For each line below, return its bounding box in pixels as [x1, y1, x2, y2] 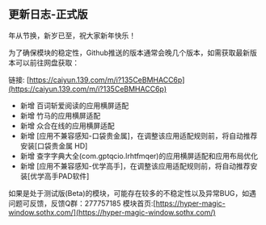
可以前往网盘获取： [15, 57, 79, 67]
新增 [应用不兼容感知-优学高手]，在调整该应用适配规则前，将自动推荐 [19, 160, 251, 171]
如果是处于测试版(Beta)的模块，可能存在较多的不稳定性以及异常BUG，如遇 [8, 188, 257, 198]
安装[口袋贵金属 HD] [19, 140, 88, 151]
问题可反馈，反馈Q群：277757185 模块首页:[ [8, 198, 156, 208]
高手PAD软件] [44, 171, 90, 181]
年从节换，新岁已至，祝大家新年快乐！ [8, 31, 136, 40]
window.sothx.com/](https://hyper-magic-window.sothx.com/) [8, 207, 216, 217]
